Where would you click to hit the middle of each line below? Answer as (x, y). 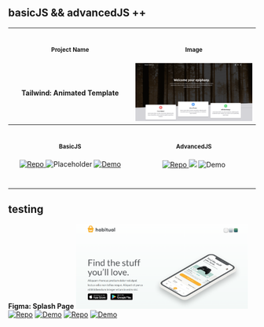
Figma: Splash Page (41, 307)
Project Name (70, 50)
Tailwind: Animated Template (70, 93)
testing (26, 209)
